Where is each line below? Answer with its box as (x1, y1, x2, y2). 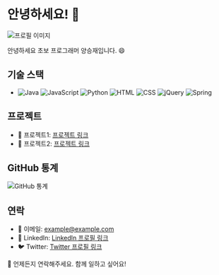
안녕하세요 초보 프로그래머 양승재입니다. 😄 (7, 46, 126, 54)
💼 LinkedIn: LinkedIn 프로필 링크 (17, 234, 109, 242)
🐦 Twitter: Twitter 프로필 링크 (17, 242, 102, 251)
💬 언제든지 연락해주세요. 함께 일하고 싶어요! (7, 259, 126, 269)
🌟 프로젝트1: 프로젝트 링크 (17, 130, 89, 139)
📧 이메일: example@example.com (17, 225, 114, 233)
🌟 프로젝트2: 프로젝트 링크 (17, 139, 90, 148)
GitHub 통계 (7, 162, 59, 174)
